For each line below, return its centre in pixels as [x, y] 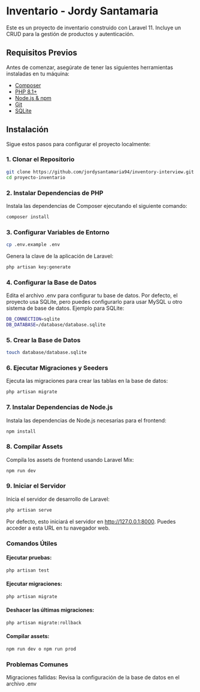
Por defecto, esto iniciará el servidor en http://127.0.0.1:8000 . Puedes [91, 521]
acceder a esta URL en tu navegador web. [58, 528]
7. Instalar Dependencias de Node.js [60, 407]
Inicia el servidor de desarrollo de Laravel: [58, 499]
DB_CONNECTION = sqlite [33, 319]
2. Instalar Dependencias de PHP [55, 193]
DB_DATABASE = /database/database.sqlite [56, 325]
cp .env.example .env [33, 245]
